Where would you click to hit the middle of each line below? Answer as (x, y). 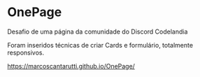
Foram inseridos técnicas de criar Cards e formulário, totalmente (100, 45)
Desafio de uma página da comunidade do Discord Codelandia (98, 31)
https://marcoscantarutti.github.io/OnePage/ (71, 66)
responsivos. (26, 52)
